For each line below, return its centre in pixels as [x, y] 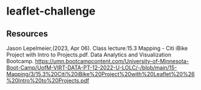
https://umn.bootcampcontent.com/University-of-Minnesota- [112, 61]
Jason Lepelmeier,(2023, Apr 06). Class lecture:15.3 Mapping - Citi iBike [97, 48]
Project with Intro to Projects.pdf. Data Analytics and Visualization [89, 55]
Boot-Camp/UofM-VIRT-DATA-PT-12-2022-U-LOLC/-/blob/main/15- [92, 67]
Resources [27, 34]
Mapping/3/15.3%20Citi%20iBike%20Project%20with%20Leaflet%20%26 [100, 74]
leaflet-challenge [51, 11]
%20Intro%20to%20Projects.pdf [48, 81]
